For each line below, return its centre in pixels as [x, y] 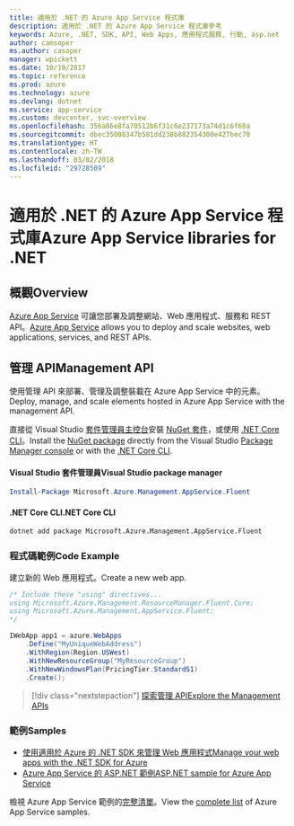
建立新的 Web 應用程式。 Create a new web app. [98, 577]
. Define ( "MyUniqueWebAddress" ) [84, 644]
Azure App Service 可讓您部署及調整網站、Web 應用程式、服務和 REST [140, 316]
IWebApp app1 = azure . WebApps [66, 636]
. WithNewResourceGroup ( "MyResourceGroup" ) [106, 661]
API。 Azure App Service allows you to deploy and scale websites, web [140, 327]
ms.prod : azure [38, 84]
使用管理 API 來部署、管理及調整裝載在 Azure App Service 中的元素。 [137, 391]
